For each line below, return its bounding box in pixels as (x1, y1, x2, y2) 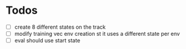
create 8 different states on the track (14, 23, 106, 30)
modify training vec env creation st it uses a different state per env (14, 30, 181, 37)
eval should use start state (14, 37, 81, 44)
